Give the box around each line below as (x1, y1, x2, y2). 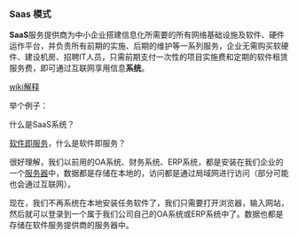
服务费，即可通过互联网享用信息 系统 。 (9, 63, 149, 73)
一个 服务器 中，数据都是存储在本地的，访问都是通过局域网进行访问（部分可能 (9, 168, 289, 179)
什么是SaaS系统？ (9, 119, 75, 130)
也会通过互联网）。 (9, 179, 75, 189)
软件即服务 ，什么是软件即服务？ (9, 138, 126, 149)
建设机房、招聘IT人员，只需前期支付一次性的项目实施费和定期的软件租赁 (24, 51, 288, 63)
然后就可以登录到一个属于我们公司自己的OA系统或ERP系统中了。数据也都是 (9, 209, 284, 219)
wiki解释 (9, 81, 40, 92)
